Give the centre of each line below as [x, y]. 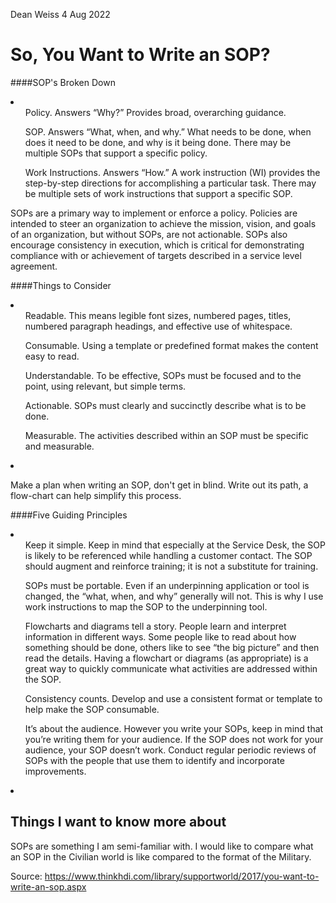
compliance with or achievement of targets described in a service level [156, 255]
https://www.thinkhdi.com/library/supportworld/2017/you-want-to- [182, 876]
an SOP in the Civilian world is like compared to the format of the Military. [161, 856]
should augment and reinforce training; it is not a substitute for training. [171, 566]
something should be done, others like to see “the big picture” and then [172, 647]
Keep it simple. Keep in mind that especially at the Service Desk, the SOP [175, 545]
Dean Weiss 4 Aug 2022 [60, 14]
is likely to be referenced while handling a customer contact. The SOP [168, 555]
